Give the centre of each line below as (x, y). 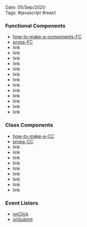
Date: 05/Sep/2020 (25, 7)
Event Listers (22, 203)
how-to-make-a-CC (33, 136)
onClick (20, 214)
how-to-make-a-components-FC (47, 37)
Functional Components (35, 26)
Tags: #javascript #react (31, 13)
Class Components (29, 125)
